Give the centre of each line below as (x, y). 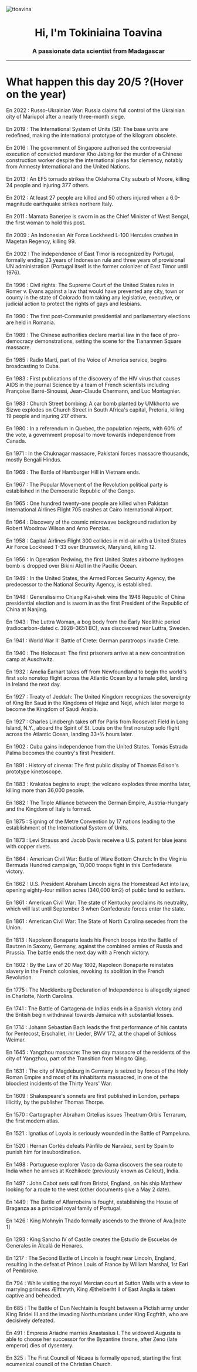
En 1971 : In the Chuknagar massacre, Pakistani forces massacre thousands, (98, 454)
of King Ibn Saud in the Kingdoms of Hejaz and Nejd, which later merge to (95, 703)
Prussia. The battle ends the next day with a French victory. (78, 953)
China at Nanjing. (27, 609)
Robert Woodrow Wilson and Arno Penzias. (58, 528)
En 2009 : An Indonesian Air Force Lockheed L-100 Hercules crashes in (92, 235)
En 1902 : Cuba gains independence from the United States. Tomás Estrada (97, 747)
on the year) (36, 94)
